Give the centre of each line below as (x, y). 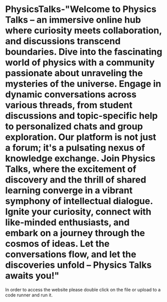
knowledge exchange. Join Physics (80, 159)
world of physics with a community (80, 62)
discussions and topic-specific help (81, 116)
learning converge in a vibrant (69, 190)
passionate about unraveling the (74, 73)
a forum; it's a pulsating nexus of (75, 148)
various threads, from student (69, 105)
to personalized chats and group (74, 127)
